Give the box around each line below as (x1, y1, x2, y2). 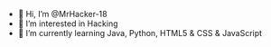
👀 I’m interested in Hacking (17, 18, 119, 29)
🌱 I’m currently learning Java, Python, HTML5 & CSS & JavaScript (17, 28, 263, 38)
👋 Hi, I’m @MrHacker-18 (17, 9, 107, 19)
